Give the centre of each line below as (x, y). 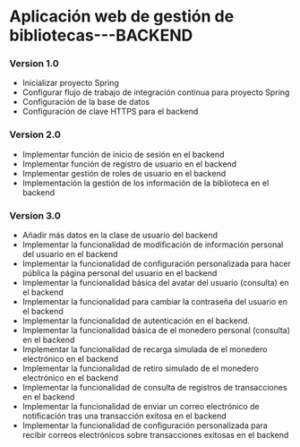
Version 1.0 (34, 64)
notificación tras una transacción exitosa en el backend (124, 416)
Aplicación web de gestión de (122, 17)
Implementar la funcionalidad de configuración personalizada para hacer (156, 264)
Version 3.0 (35, 215)
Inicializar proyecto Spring (70, 83)
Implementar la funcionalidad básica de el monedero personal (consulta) (156, 331)
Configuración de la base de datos (86, 102)
